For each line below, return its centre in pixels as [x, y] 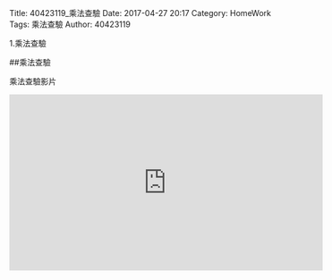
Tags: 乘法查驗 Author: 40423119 [70, 24]
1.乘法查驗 [28, 43]
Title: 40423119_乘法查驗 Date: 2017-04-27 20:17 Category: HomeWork [140, 13]
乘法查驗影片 [33, 81]
